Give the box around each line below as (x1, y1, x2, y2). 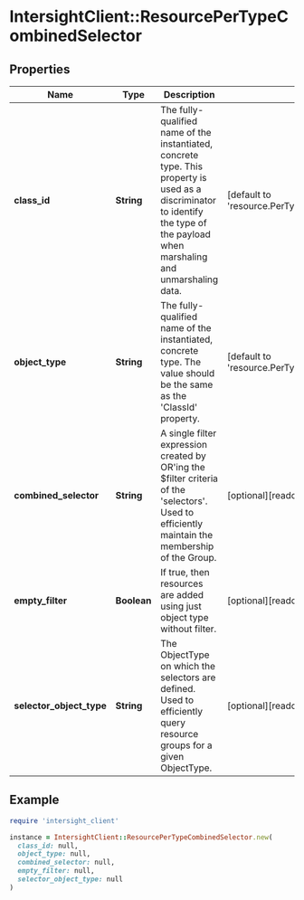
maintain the (160, 529, 214, 541)
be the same (160, 378, 214, 391)
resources (160, 577, 204, 590)
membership (160, 540, 214, 553)
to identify (160, 205, 204, 218)
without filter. (160, 622, 217, 635)
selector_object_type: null (17, 875, 124, 884)
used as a (160, 183, 202, 195)
